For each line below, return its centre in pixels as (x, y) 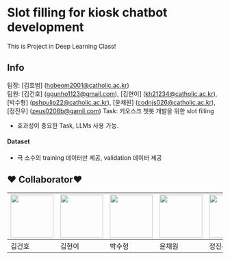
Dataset (18, 141)
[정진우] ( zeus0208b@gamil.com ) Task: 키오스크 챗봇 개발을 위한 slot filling (111, 110)
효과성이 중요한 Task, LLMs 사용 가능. (68, 126)
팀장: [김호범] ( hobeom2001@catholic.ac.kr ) (68, 85)
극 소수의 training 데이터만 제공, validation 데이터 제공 (89, 157)
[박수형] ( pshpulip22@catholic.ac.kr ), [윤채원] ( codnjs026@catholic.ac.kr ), (111, 102)
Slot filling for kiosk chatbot (87, 13)
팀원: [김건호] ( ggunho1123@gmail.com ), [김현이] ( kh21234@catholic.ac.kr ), (112, 93)
